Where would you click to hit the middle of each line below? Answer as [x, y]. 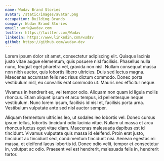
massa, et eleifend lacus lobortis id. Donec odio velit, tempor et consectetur [82, 144]
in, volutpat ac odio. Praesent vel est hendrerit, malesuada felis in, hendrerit [82, 149]
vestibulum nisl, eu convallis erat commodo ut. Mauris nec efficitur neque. [80, 82]
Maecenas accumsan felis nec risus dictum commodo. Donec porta [74, 77]
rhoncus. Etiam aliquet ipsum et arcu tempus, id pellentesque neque [74, 97]
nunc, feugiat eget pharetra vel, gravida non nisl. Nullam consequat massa [81, 66]
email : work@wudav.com [28, 28]
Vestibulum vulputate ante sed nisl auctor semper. [56, 107]
